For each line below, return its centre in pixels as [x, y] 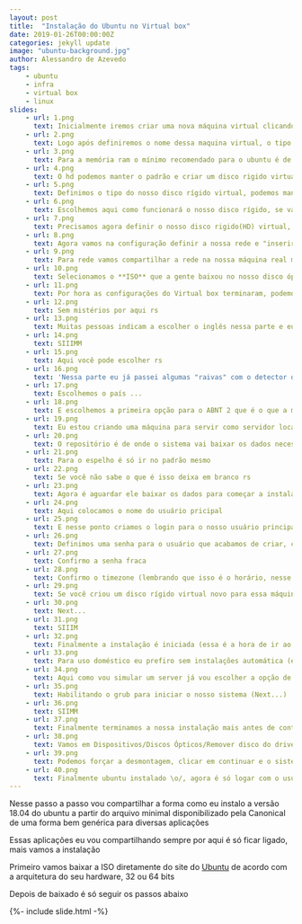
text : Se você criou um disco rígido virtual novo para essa [150, 594]
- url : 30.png [52, 603]
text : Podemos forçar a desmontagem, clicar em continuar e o [152, 761]
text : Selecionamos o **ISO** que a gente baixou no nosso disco [158, 277]
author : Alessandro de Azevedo [68, 59]
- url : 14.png [52, 335]
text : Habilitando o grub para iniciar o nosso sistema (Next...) [160, 694]
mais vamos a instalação [55, 849]
